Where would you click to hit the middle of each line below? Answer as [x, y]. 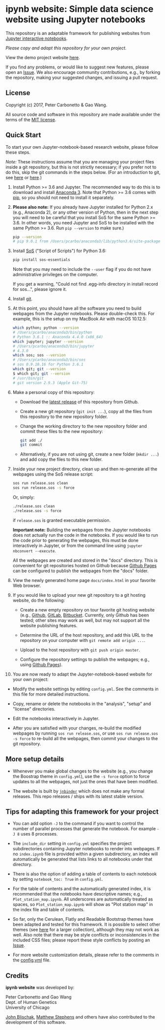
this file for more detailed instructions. [51, 694]
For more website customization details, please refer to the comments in [86, 955]
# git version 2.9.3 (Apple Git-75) [50, 383]
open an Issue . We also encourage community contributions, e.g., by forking [83, 72]
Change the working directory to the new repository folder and [83, 426]
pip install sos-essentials [41, 260]
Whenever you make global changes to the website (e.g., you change [83, 771]
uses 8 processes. [39, 834]
